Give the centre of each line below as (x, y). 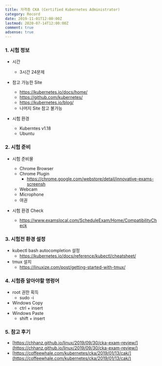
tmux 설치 (22, 262)
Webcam (28, 189)
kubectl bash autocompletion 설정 (46, 250)
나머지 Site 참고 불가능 (41, 108)
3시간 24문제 (32, 72)
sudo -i (27, 298)
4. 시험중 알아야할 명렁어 (32, 281)
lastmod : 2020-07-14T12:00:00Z (37, 23)
